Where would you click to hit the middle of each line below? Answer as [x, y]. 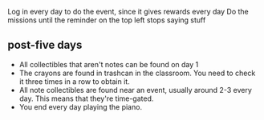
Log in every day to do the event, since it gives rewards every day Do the [128, 12]
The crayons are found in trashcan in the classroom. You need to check [137, 73]
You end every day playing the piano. [80, 106]
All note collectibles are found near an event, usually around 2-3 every [135, 90]
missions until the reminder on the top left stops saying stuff [107, 20]
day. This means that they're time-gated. [86, 98]
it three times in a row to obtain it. [74, 81]
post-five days [45, 45]
